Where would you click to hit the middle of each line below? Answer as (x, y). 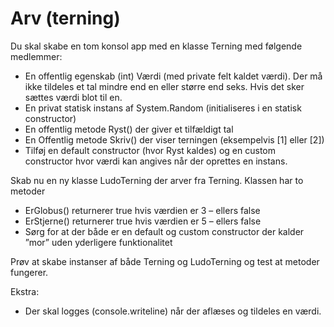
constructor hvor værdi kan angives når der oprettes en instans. (156, 161)
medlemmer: (36, 56)
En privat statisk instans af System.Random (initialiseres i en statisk (163, 108)
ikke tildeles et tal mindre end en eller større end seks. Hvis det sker (164, 86)
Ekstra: (25, 291)
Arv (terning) (65, 18)
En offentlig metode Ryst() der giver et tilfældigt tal (129, 129)
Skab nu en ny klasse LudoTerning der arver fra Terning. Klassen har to (157, 180)
